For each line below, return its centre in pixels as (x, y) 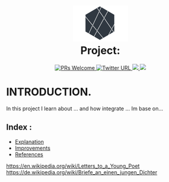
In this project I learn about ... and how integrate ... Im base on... (85, 108)
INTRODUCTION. (49, 92)
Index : (19, 127)
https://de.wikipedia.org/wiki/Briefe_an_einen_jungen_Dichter (82, 172)
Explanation (29, 141)
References (29, 154)
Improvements (33, 148)
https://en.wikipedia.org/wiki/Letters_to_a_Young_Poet (73, 166)
